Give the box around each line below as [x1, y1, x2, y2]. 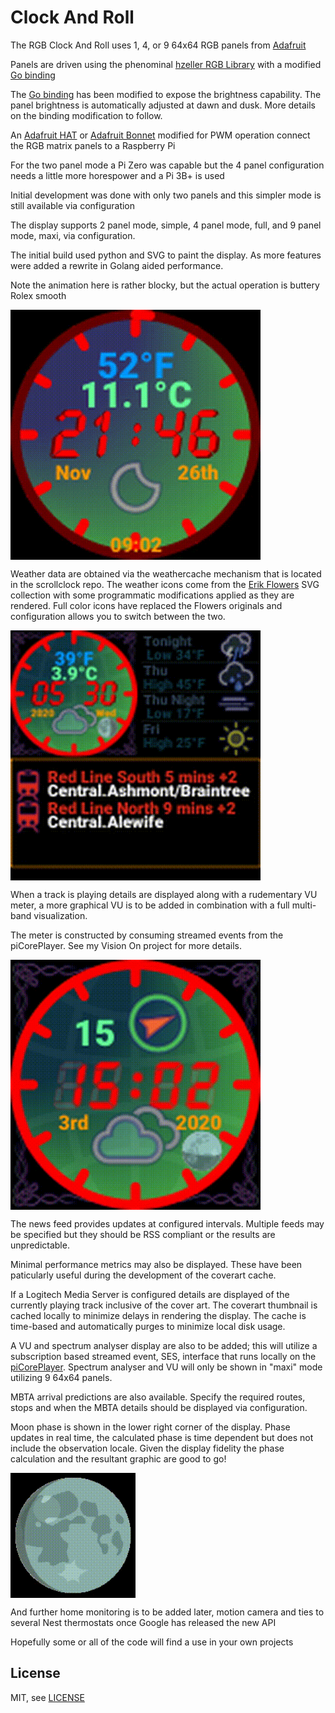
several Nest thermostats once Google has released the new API [10, 1616, 277, 1628]
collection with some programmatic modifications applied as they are [10, 589, 295, 601]
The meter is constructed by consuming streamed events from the [10, 929, 284, 941]
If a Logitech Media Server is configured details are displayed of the [10, 1288, 290, 1300]
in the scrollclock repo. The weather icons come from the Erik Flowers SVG [10, 578, 320, 590]
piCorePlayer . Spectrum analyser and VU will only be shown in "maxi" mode [10, 1361, 323, 1373]
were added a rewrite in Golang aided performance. [10, 259, 224, 271]
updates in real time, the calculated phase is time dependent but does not [10, 1431, 314, 1443]
